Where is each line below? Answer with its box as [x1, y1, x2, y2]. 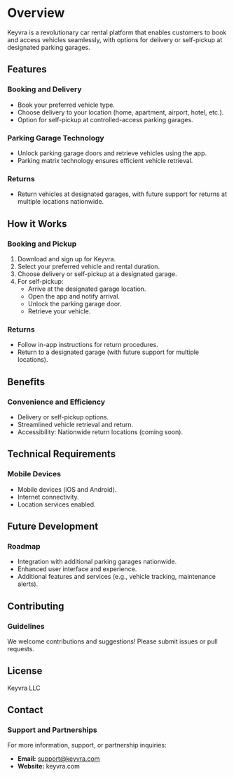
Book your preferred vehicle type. [17, 100, 116, 109]
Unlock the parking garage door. [27, 299, 122, 308]
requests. [7, 644, 35, 653]
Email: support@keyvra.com [17, 755, 100, 763]
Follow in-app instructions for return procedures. [17, 341, 159, 349]
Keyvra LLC [7, 684, 41, 692]
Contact [7, 704, 43, 716]
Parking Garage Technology [7, 133, 104, 143]
